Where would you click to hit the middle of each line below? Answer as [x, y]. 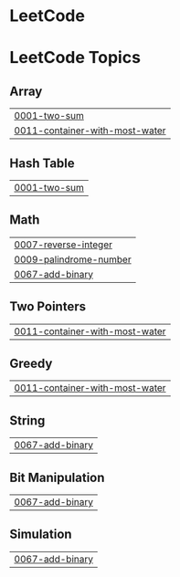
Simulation [41, 535]
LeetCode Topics [75, 58]
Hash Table [42, 163]
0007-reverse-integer [63, 245]
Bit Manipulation [57, 477]
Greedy [31, 364]
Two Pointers [48, 307]
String [27, 420]
